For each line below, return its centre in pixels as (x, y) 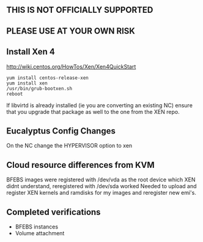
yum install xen (27, 83)
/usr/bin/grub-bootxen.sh (39, 88)
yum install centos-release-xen (47, 78)
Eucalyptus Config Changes (61, 131)
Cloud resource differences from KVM (80, 165)
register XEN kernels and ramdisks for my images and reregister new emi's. (102, 193)
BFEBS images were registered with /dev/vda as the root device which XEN (101, 180)
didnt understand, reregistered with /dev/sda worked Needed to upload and (102, 186)
